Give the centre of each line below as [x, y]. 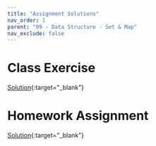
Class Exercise [52, 68]
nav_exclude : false [36, 33]
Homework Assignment [78, 116]
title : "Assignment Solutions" [53, 14]
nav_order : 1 [26, 20]
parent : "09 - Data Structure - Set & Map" [72, 27]
